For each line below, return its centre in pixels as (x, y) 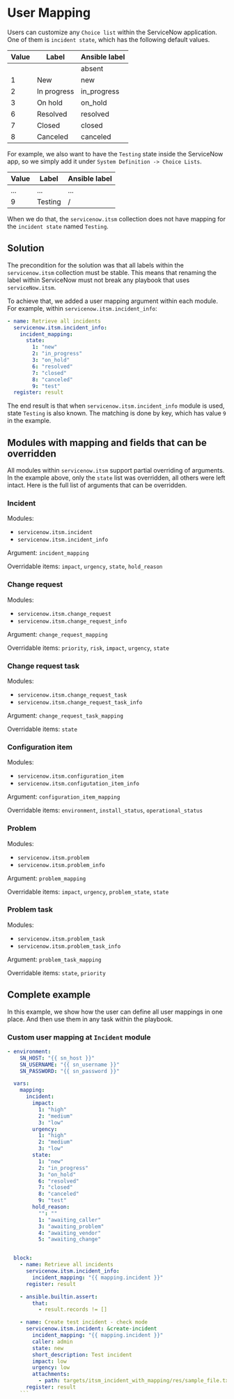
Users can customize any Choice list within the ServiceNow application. (112, 32)
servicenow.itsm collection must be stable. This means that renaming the (112, 272)
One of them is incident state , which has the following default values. (109, 39)
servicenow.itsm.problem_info (61, 865)
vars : (22, 1083)
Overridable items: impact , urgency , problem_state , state (88, 891)
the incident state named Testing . (58, 226)
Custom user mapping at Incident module (79, 1037)
